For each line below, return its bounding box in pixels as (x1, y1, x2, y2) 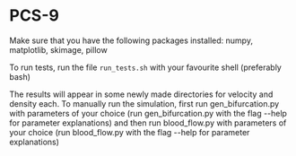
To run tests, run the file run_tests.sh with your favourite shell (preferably (9, 62, 283, 73)
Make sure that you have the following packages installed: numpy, (9, 35, 254, 46)
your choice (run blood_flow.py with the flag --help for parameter (9, 126, 250, 137)
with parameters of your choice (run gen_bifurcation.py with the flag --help (9, 108, 287, 118)
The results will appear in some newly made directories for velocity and (9, 89, 274, 100)
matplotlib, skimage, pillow (9, 44, 108, 55)
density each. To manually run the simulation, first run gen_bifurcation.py (9, 98, 280, 108)
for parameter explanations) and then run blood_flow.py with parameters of (9, 117, 287, 128)
